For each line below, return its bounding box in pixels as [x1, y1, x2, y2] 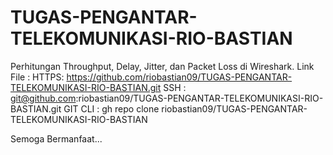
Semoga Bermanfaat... [10, 132, 103, 145]
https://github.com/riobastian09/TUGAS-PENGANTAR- [66, 71, 293, 83]
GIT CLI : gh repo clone [63, 102, 160, 115]
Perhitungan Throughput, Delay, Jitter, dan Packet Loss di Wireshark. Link [10, 60, 315, 72]
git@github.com [10, 92, 77, 104]
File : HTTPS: [10, 71, 65, 83]
